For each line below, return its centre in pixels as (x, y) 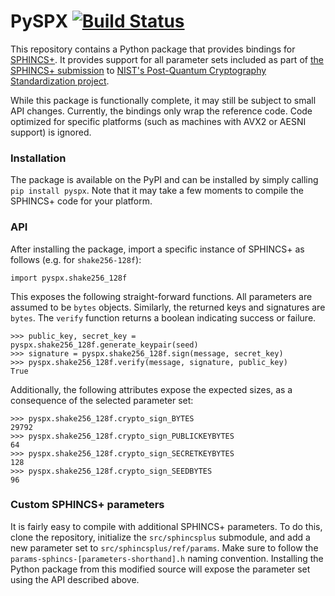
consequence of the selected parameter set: (102, 400)
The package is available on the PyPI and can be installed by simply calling (164, 180)
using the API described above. (75, 579)
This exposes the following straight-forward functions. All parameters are (161, 296)
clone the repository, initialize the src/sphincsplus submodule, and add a (160, 537)
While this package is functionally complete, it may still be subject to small (163, 100)
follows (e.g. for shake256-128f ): (76, 259)
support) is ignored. (51, 132)
